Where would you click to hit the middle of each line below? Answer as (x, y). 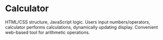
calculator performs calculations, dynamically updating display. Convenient (81, 27)
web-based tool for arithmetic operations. (48, 32)
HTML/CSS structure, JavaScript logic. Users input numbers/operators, (78, 22)
